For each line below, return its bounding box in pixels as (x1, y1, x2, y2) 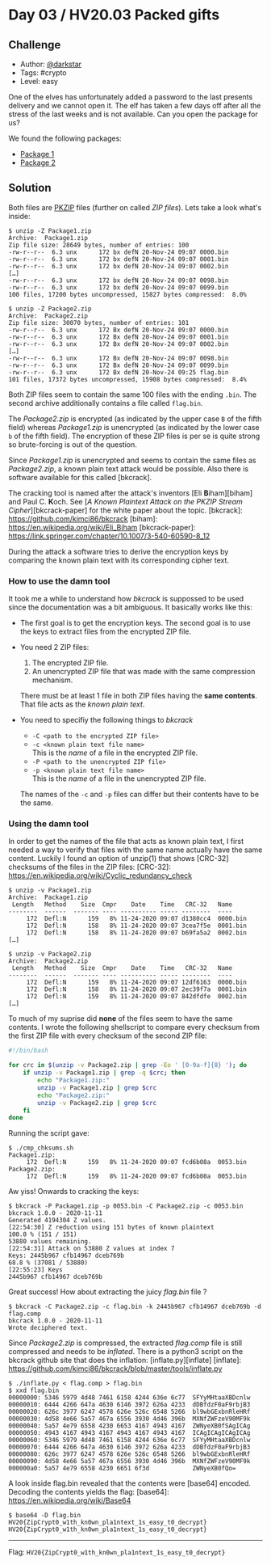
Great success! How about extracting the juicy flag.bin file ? (8, 1287, 207, 1297)
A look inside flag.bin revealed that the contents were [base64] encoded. (8, 1479, 252, 1488)
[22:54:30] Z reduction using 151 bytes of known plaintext (8, 1223, 215, 1232)
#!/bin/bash (8, 1047, 48, 1055)
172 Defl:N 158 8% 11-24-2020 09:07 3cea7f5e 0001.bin (26, 922, 248, 930)
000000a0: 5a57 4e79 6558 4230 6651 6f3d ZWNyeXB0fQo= (8, 1465, 236, 1473)
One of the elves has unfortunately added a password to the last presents (8, 92, 253, 102)
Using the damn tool (8, 818, 89, 829)
